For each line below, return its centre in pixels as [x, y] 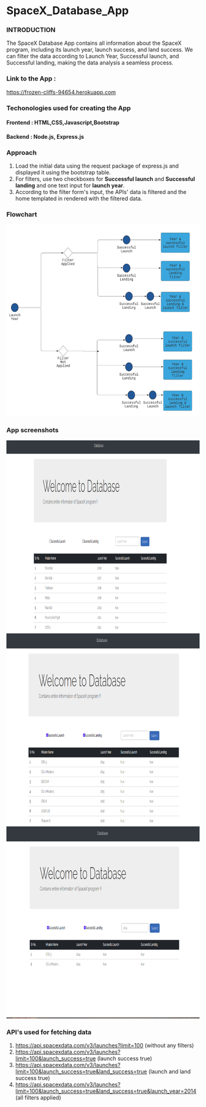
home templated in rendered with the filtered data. [79, 199]
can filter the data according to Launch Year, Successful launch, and [93, 56]
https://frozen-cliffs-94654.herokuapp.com [61, 92]
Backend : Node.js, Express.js [45, 136]
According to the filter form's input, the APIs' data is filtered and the [101, 192]
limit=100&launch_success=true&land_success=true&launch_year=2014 [106, 1091]
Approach [21, 152]
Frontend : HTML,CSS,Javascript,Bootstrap [63, 123]
